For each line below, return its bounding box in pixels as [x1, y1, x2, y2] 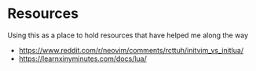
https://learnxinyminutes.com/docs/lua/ [18, 54, 147, 63]
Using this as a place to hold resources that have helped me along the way [7, 30, 249, 40]
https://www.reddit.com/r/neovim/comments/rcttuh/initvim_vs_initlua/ [18, 45, 244, 55]
